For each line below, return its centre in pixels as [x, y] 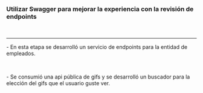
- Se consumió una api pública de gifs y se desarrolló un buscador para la [98, 77]
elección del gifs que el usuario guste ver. [58, 83]
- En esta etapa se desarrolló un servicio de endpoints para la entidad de [97, 47]
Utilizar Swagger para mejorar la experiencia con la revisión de [100, 9]
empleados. [21, 54]
